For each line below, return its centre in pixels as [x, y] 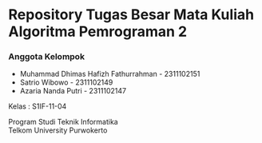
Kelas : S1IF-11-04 [38, 106]
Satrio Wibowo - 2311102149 [66, 82]
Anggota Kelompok [47, 57]
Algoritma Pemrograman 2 [98, 32]
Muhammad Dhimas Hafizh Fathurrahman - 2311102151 [110, 74]
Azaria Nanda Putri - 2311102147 [73, 91]
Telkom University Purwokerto [58, 130]
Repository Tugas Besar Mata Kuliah [131, 15]
